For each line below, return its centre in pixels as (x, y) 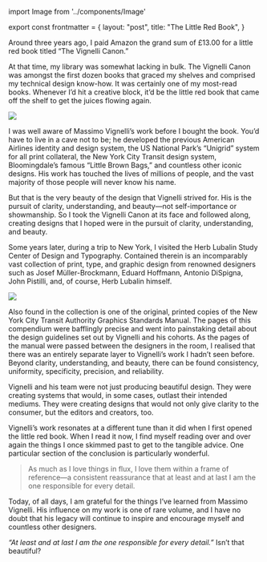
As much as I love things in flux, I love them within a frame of (128, 469)
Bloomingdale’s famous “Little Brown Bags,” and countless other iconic (125, 165)
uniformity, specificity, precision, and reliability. (86, 371)
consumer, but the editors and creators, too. (81, 412)
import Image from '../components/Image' (77, 12)
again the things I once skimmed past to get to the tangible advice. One (126, 445)
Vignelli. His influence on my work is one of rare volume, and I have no (125, 510)
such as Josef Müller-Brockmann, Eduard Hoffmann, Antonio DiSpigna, (125, 273)
